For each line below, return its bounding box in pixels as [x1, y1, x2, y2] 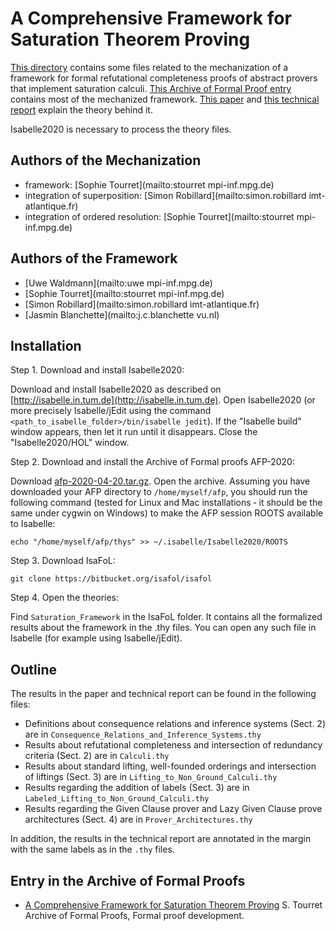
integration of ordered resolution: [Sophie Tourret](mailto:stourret [24, 210, 295, 222]
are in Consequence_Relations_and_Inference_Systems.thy [24, 728, 262, 741]
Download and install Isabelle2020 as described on [10, 383, 222, 396]
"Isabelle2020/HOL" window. [10, 437, 130, 449]
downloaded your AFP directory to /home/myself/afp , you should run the [10, 486, 308, 498]
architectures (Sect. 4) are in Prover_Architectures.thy [24, 813, 253, 826]
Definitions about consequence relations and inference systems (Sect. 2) [24, 718, 326, 730]
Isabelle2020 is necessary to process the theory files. [10, 123, 232, 135]
